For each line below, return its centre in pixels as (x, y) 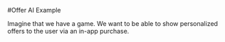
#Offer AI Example (35, 10)
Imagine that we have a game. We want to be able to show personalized (113, 23)
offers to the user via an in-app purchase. (68, 31)
